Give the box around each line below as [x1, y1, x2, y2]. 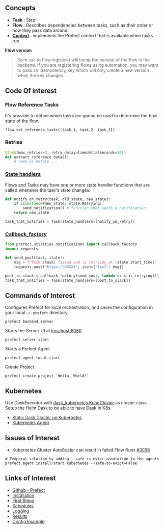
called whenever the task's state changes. [5, 187, 91, 193]
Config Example [12, 518, 45, 524]
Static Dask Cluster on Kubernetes [12, 415, 82, 421]
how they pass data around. [12, 27, 69, 33]
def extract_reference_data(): [5, 155, 69, 159]
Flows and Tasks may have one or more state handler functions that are [5, 182, 150, 188]
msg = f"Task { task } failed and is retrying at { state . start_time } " [14, 260, 157, 264]
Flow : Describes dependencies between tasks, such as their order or [12, 22, 154, 28]
